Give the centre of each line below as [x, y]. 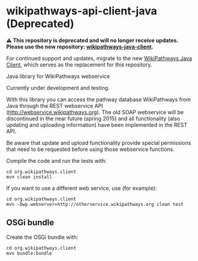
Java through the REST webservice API [55, 105]
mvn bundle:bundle [29, 253]
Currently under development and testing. [58, 87]
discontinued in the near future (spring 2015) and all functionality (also [93, 119]
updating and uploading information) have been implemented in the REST [97, 125]
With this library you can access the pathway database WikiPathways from [98, 99]
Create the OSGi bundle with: [42, 237]
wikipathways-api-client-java [82, 11]
